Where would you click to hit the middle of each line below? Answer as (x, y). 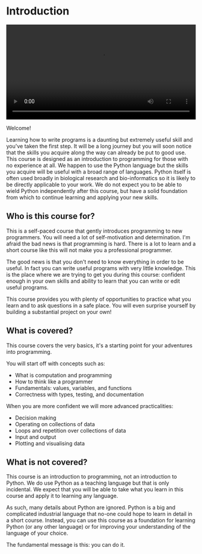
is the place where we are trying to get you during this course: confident (96, 274)
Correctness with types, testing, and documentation (79, 394)
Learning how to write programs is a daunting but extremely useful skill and (100, 139)
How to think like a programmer (54, 382)
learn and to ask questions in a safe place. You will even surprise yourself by (101, 305)
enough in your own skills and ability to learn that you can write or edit (93, 281)
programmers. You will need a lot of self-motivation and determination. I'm (98, 237)
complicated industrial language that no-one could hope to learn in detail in (99, 514)
